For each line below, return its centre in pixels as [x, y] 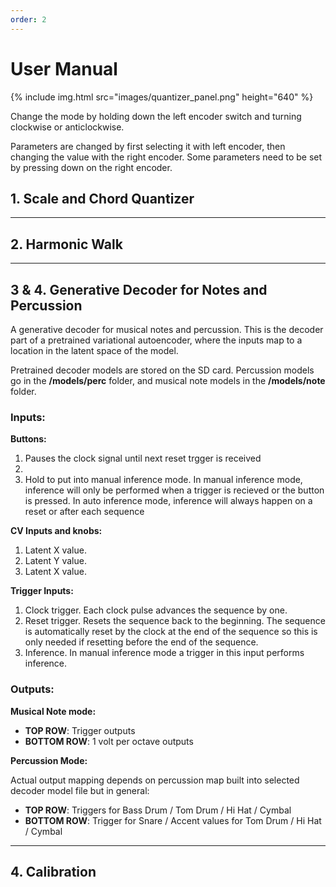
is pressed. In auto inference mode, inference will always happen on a [168, 501]
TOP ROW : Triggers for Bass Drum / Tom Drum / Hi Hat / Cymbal [158, 810]
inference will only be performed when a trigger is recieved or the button [174, 490]
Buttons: [28, 439]
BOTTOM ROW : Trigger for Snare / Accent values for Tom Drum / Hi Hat [173, 820]
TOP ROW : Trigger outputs [80, 730]
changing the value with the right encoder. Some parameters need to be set [166, 157]
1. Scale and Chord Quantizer [102, 198]
